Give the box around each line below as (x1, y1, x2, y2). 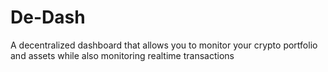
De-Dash (10, 6, 86, 29)
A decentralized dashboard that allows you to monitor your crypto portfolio (10, 39, 318, 51)
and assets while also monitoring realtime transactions (10, 49, 235, 61)
